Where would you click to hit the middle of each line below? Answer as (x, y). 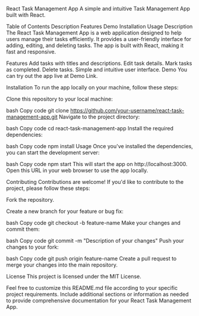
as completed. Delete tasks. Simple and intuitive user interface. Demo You (97, 70)
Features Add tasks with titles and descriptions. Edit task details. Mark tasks (99, 63)
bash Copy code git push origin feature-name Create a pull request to (91, 259)
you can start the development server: (53, 152)
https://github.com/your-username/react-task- (127, 110)
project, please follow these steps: (48, 188)
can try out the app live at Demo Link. (52, 76)
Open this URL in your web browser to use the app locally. (77, 170)
